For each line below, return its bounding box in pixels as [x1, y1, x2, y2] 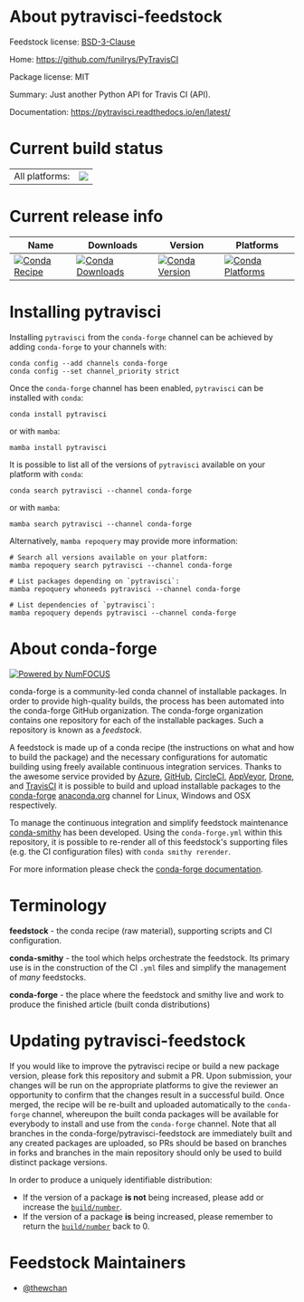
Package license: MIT [9, 71, 90, 82]
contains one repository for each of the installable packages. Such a [9, 714, 264, 725]
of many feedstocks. [9, 972, 87, 982]
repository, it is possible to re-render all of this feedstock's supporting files [9, 836, 288, 847]
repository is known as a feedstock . [9, 724, 143, 735]
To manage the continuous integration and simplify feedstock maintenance [9, 817, 289, 828]
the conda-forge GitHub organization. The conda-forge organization [9, 704, 264, 716]
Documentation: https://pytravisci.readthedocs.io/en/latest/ [9, 106, 231, 117]
